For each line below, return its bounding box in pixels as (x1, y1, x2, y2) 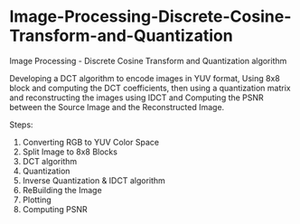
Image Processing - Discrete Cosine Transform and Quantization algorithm (9, 55, 287, 66)
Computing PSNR (22, 203, 88, 214)
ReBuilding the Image (22, 184, 102, 195)
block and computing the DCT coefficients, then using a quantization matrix (9, 82, 291, 93)
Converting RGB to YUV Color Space (22, 136, 160, 147)
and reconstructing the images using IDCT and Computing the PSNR (9, 92, 264, 103)
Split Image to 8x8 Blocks (22, 146, 117, 157)
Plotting (22, 194, 52, 205)
